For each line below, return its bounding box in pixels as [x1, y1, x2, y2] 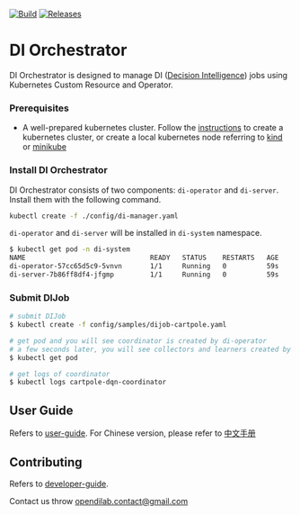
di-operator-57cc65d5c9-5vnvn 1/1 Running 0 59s [9, 262, 279, 271]
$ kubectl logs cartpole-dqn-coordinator [9, 378, 167, 387]
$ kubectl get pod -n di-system [9, 245, 130, 254]
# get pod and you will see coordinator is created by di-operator [9, 336, 268, 346]
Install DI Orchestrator [9, 164, 108, 176]
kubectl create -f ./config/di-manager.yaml [9, 212, 179, 221]
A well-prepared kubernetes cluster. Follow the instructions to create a [22, 122, 284, 133]
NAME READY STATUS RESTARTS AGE [9, 253, 279, 263]
